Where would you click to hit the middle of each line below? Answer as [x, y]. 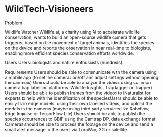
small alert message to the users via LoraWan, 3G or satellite [66, 129]
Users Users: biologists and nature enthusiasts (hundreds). [64, 62]
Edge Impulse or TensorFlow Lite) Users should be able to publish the [75, 113]
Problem [13, 23]
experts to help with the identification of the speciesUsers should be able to [81, 98]
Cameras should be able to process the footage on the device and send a [79, 124]
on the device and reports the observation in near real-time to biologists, [78, 48]
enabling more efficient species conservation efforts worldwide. [70, 53]
